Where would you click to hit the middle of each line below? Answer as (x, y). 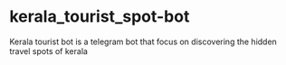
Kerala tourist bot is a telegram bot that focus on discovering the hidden (143, 42)
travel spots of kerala (49, 51)
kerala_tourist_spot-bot (100, 17)
